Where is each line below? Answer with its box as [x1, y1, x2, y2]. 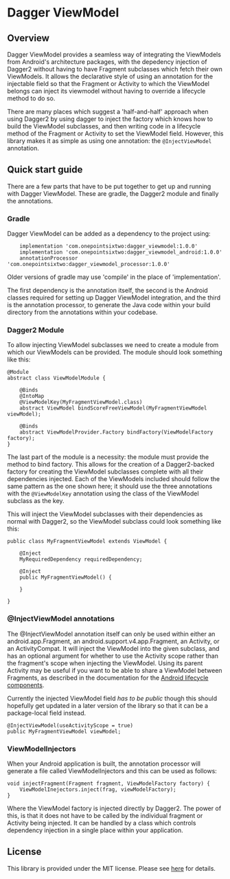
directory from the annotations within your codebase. [7, 308, 158, 317]
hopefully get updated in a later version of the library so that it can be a [7, 701, 208, 709]
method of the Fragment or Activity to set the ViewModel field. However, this [7, 129, 224, 137]
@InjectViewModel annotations [7, 614, 115, 623]
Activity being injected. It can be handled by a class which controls [7, 819, 196, 827]
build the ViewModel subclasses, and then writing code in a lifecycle [7, 122, 201, 130]
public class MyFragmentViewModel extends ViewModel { [7, 538, 168, 545]
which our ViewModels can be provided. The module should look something [7, 348, 223, 357]
